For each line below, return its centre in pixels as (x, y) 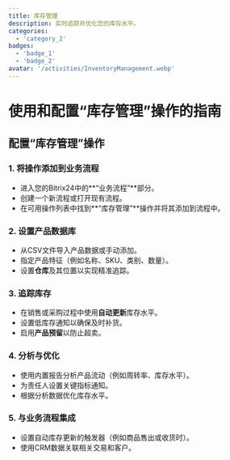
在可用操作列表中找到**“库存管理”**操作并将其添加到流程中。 (122, 208)
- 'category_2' (41, 38)
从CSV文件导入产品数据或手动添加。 (80, 250)
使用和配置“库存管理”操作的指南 (115, 111)
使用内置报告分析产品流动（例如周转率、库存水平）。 (107, 375)
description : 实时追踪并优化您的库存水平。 (74, 23)
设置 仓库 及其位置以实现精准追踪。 (77, 270)
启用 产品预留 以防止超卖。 (63, 333)
